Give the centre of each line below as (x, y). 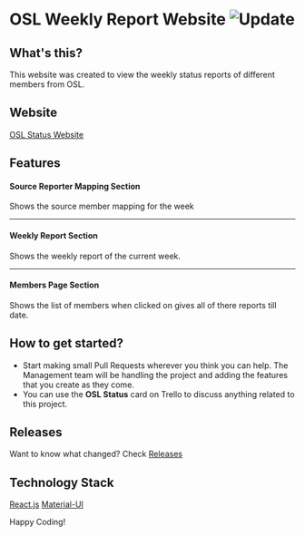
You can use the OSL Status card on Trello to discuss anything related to (158, 394)
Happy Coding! (38, 522)
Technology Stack (62, 482)
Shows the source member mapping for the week (102, 206)
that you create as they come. (78, 385)
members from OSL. (47, 84)
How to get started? (67, 343)
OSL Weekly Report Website (118, 19)
